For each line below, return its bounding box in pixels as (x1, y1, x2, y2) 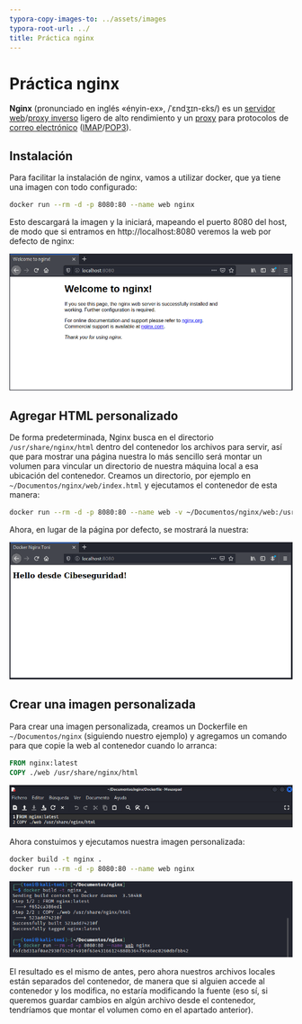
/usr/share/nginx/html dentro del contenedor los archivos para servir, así (9, 442, 283, 453)
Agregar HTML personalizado (9, 408, 179, 423)
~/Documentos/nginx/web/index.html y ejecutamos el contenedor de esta (9, 480, 278, 490)
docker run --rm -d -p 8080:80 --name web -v (9, 508, 182, 517)
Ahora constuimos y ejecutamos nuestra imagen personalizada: (9, 837, 245, 848)
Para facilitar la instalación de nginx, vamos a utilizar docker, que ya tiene (9, 172, 281, 184)
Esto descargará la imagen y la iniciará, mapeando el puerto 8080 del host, (9, 217, 288, 227)
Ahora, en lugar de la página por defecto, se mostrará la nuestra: (9, 525, 249, 535)
